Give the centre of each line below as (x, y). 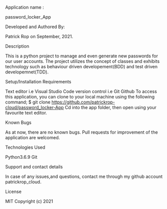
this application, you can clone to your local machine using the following (80, 97)
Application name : (25, 7)
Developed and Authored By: (35, 27)
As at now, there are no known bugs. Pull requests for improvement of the (82, 132)
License (13, 191)
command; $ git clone (28, 102)
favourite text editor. (26, 113)
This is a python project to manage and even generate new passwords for (82, 56)
